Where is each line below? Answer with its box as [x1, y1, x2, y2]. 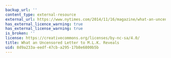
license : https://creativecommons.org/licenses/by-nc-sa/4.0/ [5, 36, 140, 41]
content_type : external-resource [5, 12, 76, 17]
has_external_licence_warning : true [5, 21, 83, 27]
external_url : [5, 17, 36, 22]
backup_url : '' [5, 7, 38, 13]
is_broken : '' [5, 31, 36, 36]
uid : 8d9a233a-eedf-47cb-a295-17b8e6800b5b [5, 45, 99, 50]
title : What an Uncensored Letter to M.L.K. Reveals [5, 40, 120, 45]
